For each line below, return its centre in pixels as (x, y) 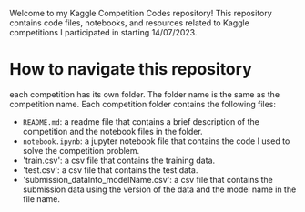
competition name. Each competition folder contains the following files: (142, 104)
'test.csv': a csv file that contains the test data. (110, 170)
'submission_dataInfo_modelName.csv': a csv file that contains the (147, 179)
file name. (41, 198)
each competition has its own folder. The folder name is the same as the (145, 94)
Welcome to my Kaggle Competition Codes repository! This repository (141, 13)
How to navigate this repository (131, 70)
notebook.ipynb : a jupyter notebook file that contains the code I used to (156, 141)
